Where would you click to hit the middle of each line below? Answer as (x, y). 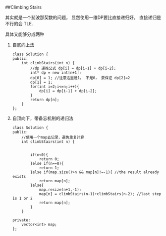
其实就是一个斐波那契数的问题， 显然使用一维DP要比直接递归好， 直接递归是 (83, 17)
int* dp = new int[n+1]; (56, 73)
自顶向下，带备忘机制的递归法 (43, 118)
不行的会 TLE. (19, 24)
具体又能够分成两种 (25, 34)
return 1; (49, 168)
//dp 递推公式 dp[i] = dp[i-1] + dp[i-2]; (73, 68)
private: (21, 220)
